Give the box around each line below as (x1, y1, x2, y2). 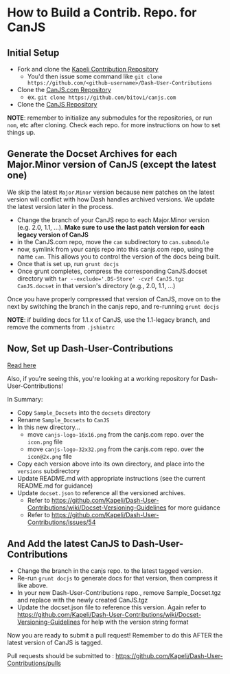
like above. (16, 581, 48, 589)
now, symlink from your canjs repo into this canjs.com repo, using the (16, 245, 214, 253)
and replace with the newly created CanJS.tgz (16, 596, 148, 605)
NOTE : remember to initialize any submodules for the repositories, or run (7, 113, 213, 122)
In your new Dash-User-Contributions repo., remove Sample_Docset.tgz (16, 589, 222, 597)
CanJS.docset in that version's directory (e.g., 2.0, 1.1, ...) (16, 281, 176, 290)
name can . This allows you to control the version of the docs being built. (16, 252, 220, 261)
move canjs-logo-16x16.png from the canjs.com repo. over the (27, 430, 205, 438)
